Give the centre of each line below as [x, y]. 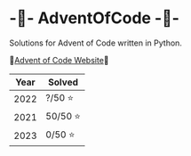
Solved [63, 82]
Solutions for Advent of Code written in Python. [95, 43]
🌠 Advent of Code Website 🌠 [59, 60]
